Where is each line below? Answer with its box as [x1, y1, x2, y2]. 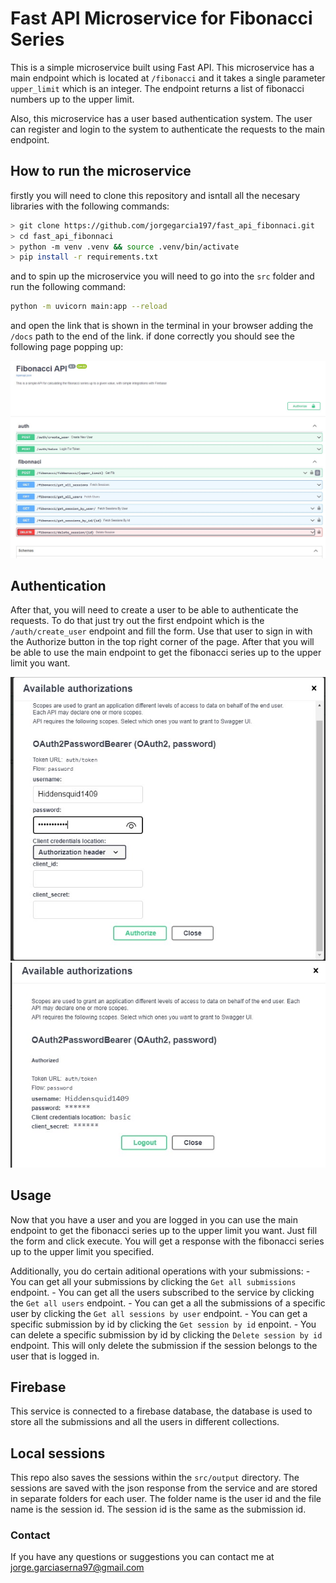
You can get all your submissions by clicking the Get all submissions [10, 1275, 297, 1287]
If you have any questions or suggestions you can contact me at [10, 1551, 275, 1563]
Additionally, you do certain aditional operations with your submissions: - [10, 1265, 311, 1277]
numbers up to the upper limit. [10, 93, 135, 105]
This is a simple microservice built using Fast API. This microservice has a [10, 61, 315, 73]
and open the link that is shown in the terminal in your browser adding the [10, 320, 314, 332]
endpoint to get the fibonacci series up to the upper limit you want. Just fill [10, 1224, 318, 1236]
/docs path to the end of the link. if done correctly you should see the [10, 330, 295, 342]
